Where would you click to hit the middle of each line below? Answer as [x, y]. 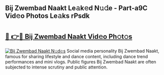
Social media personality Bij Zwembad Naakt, [113, 51]
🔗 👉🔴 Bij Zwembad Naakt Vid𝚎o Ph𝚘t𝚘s [69, 37]
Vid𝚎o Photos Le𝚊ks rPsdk [47, 16]
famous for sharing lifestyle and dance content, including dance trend [77, 56]
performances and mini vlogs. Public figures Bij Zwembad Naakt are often [81, 62]
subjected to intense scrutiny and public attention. [56, 67]
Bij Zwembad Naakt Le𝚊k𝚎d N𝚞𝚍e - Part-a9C [76, 8]
